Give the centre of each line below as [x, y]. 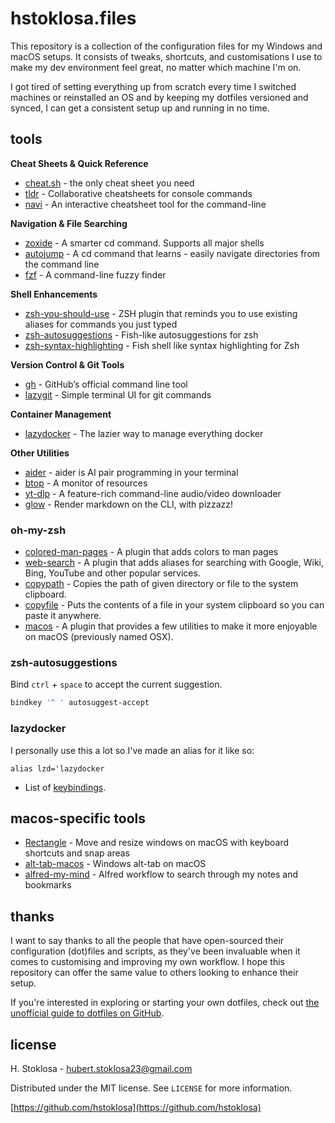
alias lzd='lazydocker [57, 768]
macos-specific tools [78, 818]
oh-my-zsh [38, 530]
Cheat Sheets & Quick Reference [79, 163]
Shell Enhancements [54, 294]
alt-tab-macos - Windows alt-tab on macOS [115, 864]
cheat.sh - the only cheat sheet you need [109, 183]
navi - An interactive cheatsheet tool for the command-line [145, 204]
